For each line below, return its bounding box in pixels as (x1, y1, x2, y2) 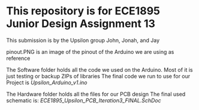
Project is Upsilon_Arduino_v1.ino (6, 79, 88, 86)
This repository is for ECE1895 (6, 4, 161, 18)
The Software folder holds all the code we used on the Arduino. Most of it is (6, 66, 193, 73)
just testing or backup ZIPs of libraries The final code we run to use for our (6, 72, 191, 80)
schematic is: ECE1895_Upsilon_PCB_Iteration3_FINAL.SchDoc (6, 97, 161, 104)
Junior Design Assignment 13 (6, 17, 156, 30)
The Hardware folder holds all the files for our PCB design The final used (6, 90, 186, 97)
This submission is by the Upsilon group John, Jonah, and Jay (6, 36, 160, 44)
